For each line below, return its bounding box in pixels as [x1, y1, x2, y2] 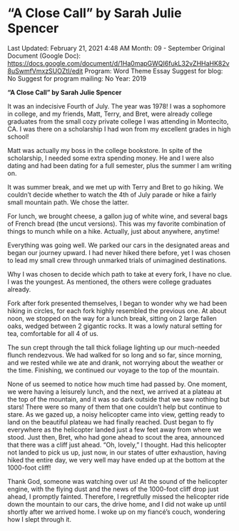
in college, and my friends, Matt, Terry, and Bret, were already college [7, 109, 213, 118]
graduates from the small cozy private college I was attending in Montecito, [7, 116, 229, 126]
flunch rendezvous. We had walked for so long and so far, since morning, [7, 350, 223, 359]
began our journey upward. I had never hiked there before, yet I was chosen [7, 248, 230, 257]
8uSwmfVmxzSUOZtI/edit [7, 66, 83, 75]
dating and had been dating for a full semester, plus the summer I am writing [7, 161, 232, 169]
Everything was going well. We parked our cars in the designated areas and [7, 241, 230, 249]
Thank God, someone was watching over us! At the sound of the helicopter [7, 477, 228, 485]
